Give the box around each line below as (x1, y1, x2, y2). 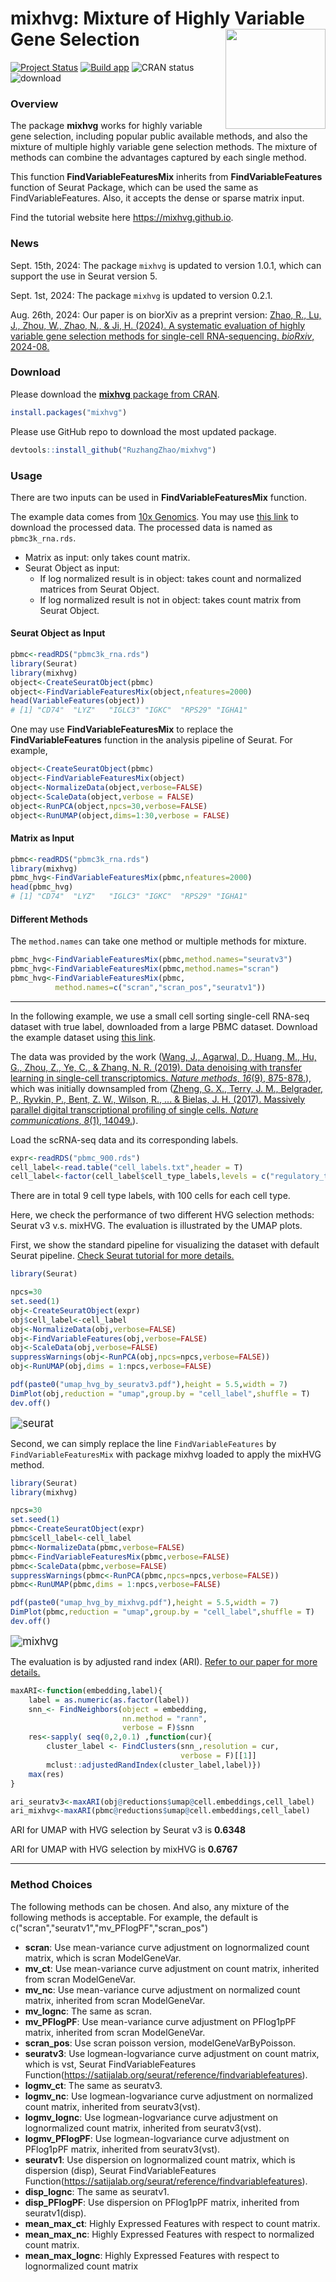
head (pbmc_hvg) (10, 882, 74, 892)
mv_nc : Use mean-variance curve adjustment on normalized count (24, 1983, 301, 1996)
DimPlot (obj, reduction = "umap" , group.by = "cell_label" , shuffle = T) (10, 1388, 311, 1399)
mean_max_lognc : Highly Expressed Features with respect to (24, 2249, 280, 2261)
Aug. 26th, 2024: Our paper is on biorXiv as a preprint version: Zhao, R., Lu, (10, 308, 322, 321)
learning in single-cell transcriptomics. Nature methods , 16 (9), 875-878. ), (10, 1072, 312, 1084)
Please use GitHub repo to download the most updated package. (10, 425, 277, 437)
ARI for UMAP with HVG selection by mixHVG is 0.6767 (10, 1843, 238, 1856)
